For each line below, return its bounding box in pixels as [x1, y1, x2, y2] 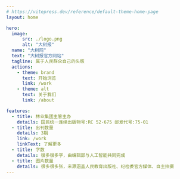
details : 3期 [17, 130, 49, 136]
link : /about [21, 97, 55, 103]
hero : [6, 25, 20, 31]
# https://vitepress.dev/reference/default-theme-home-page [6, 8, 159, 15]
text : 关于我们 [21, 92, 57, 98]
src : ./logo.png [21, 36, 63, 42]
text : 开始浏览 [21, 75, 57, 81]
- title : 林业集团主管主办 [11, 113, 72, 119]
